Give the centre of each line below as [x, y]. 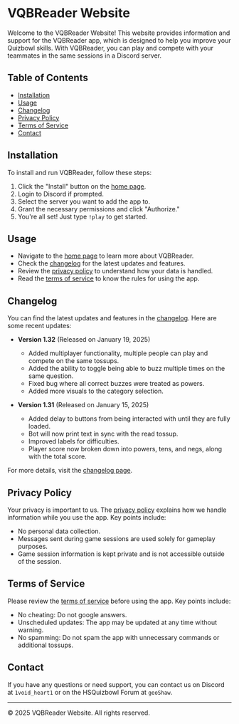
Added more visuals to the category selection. [96, 391]
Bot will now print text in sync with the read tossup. [103, 434]
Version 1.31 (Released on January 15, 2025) [83, 405]
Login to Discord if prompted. [61, 194]
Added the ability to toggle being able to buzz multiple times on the [127, 369]
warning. [31, 630]
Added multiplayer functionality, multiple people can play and [118, 353]
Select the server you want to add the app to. [84, 201]
